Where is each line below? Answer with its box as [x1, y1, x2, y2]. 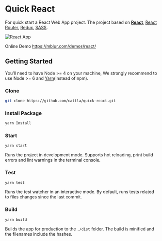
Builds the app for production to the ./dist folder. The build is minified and [5, 226, 154, 232]
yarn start [5, 143, 27, 148]
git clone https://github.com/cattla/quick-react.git [5, 98, 116, 104]
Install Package [5, 110, 42, 117]
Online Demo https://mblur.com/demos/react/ [5, 43, 96, 49]
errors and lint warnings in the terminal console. [5, 157, 101, 163]
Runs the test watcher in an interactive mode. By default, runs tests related [5, 189, 154, 195]
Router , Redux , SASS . [5, 24, 48, 30]
